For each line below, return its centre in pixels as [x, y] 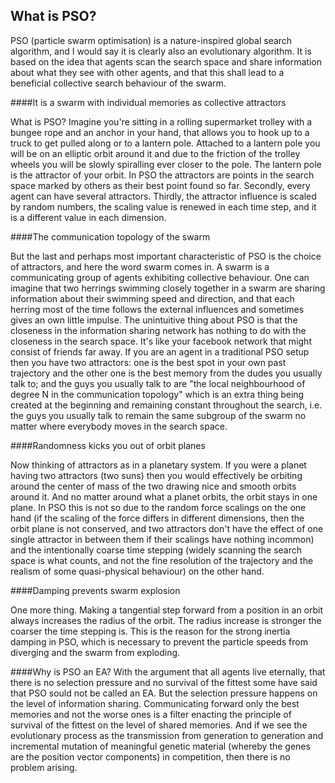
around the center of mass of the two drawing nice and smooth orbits [153, 486]
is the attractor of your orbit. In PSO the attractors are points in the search [162, 175]
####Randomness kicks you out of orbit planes [108, 445]
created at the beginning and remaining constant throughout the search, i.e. [166, 405]
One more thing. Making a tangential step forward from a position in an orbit [167, 610]
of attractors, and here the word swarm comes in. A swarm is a [140, 266]
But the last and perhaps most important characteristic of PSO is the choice [166, 256]
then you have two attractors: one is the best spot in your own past [148, 362]
